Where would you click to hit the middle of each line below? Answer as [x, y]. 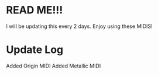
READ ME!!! [35, 10]
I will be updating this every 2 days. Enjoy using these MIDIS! [80, 26]
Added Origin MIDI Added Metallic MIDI [54, 66]
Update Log [35, 50]
